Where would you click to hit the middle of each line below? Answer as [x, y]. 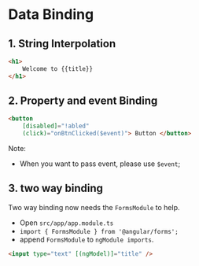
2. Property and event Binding [83, 101]
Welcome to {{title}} [57, 68]
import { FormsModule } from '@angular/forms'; [99, 231]
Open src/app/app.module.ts [66, 223]
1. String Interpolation [62, 44]
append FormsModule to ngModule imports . [87, 239]
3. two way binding [56, 188]
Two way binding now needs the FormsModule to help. [94, 207]
